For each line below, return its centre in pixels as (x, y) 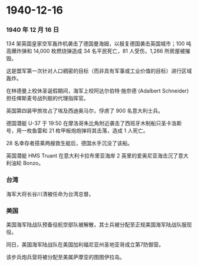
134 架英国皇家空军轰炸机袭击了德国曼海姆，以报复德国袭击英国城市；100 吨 (99, 44)
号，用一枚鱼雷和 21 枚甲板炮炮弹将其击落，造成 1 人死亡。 (77, 131)
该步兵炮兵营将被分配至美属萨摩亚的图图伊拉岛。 (65, 257)
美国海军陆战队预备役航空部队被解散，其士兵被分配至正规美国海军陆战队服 (96, 225)
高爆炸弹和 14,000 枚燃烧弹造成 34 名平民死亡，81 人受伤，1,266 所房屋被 (96, 51)
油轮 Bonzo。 (27, 163)
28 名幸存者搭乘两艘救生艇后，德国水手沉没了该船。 (70, 143)
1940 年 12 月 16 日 (33, 30)
